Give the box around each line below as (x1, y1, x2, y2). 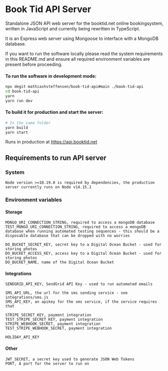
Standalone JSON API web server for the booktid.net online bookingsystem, (5, 20, 163, 26)
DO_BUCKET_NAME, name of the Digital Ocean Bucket (5, 260, 114, 265)
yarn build (5, 125, 28, 130)
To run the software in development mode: (5, 73, 97, 79)
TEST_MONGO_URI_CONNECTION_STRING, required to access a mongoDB (5, 224, 146, 229)
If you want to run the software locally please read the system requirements (5, 51, 163, 57)
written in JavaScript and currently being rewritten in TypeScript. (5, 25, 140, 31)
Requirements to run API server (5, 153, 107, 162)
